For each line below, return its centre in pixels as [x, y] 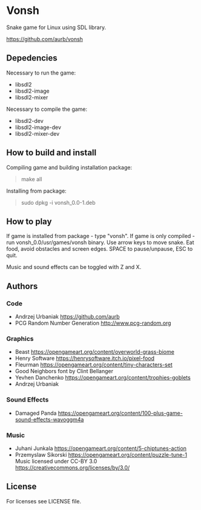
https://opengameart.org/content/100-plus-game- [120, 413]
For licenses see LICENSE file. [44, 501]
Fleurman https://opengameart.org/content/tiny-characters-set [94, 365]
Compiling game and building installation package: [69, 167]
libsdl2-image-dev [38, 127]
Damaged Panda [36, 413]
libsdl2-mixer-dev [37, 133]
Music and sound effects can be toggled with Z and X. [74, 267]
